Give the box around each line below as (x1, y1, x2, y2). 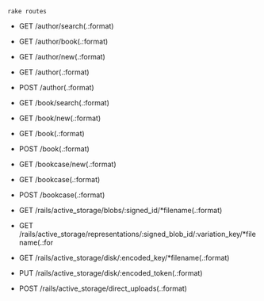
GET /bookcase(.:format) (18, 175, 101, 184)
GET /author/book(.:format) (18, 36, 109, 46)
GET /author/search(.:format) (18, 21, 114, 31)
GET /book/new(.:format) (18, 113, 101, 123)
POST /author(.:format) (18, 83, 94, 92)
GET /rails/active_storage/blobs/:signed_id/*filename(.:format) (18, 206, 223, 215)
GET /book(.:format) (18, 129, 85, 138)
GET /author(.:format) (18, 67, 90, 77)
